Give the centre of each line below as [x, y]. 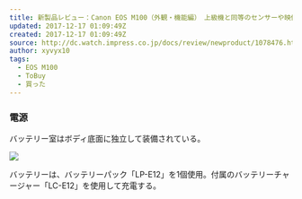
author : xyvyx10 [40, 51]
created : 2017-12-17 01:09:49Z [68, 34]
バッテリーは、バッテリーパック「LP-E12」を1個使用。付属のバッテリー [142, 174]
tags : [19, 59]
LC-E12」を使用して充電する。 [105, 186]
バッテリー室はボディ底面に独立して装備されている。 [107, 138]
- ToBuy [32, 76]
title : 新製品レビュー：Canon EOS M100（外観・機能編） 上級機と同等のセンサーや [147, 17]
